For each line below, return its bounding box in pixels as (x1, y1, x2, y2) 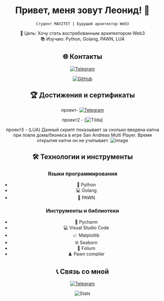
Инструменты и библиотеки (46, 207, 119, 214)
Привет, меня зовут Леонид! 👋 (15, 5, 150, 16)
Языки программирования (48, 170, 117, 177)
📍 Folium (77, 245, 96, 251)
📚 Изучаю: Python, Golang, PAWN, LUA (40, 35, 125, 42)
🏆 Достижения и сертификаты (30, 91, 135, 100)
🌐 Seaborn (75, 239, 98, 245)
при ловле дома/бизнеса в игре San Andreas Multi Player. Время (13, 132, 152, 138)
